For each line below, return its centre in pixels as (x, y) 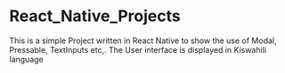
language (26, 59)
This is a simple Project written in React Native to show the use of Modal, (143, 40)
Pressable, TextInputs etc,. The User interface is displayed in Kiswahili (138, 49)
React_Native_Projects (95, 16)
